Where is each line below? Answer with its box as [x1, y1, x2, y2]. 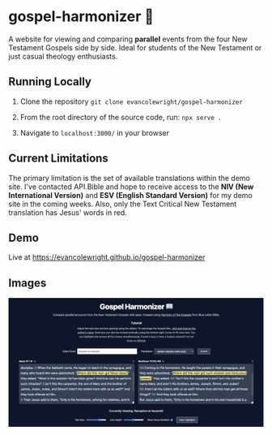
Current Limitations [8, 152, 109, 166]
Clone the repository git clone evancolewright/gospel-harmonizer [19, 97, 243, 106]
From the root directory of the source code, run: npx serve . [19, 112, 223, 122]
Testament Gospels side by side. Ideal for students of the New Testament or [8, 42, 262, 52]
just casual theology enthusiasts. [8, 51, 118, 61]
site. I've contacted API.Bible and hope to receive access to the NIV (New [8, 182, 254, 192]
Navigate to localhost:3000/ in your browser [19, 127, 170, 137]
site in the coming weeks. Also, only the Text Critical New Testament [8, 199, 237, 209]
